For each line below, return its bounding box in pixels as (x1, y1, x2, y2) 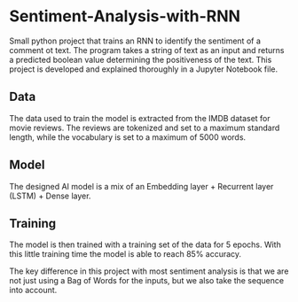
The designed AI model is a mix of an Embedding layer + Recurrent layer (9, 181, 274, 191)
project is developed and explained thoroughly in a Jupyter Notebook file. (9, 64, 278, 74)
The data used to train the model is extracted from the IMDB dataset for (9, 112, 271, 123)
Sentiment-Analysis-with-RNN (9, 6, 241, 27)
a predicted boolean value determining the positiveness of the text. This (9, 54, 272, 65)
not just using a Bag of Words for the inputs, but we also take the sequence (9, 275, 285, 286)
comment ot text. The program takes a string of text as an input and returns (9, 44, 285, 55)
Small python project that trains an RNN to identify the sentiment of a (9, 35, 262, 46)
